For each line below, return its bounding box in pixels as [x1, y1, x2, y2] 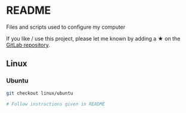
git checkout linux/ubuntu [6, 90, 73, 96]
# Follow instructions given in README [6, 101, 106, 107]
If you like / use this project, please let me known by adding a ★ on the [6, 35, 181, 42]
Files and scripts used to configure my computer [6, 23, 126, 30]
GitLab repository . [6, 41, 51, 48]
